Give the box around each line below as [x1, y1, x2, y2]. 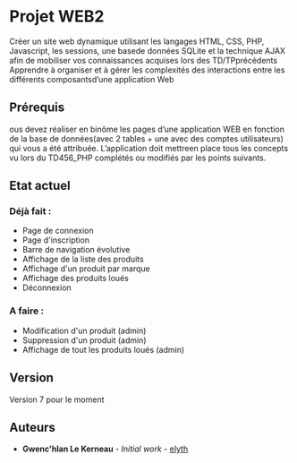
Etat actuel [9, 178, 71, 193]
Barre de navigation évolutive [21, 244, 131, 255]
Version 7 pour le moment [9, 394, 105, 405]
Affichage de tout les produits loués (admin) [21, 344, 185, 355]
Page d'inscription [21, 235, 90, 245]
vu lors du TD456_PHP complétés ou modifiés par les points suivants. [9, 152, 267, 163]
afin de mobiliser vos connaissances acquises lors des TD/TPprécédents [9, 55, 278, 65]
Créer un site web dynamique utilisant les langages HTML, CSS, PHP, [9, 36, 265, 47]
